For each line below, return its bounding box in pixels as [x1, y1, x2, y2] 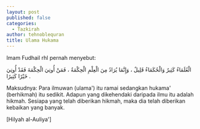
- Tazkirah [12, 26, 40, 32]
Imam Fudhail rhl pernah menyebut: [6, 54, 96, 61]
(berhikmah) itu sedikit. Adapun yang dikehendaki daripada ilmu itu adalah [6, 91, 194, 98]
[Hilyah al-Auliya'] [6, 116, 52, 123]
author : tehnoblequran [6, 32, 64, 38]
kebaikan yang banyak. [6, 104, 65, 111]
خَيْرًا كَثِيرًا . [6, 73, 31, 79]
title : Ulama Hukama [6, 37, 60, 43]
